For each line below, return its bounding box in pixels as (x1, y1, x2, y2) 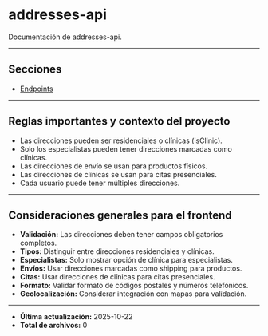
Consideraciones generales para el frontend (8, 208, 233, 222)
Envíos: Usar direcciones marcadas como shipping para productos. (19, 263, 242, 273)
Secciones (8, 62, 62, 77)
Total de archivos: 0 (19, 321, 88, 330)
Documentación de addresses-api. (8, 32, 122, 42)
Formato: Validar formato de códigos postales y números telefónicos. (19, 281, 249, 291)
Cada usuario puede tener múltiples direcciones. (19, 178, 180, 188)
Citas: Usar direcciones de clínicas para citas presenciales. (19, 272, 215, 282)
